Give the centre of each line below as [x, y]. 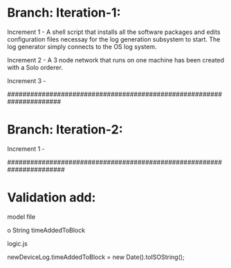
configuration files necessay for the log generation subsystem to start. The [114, 39]
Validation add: [52, 198]
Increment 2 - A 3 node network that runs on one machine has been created [116, 60]
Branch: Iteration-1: [64, 13]
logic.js [17, 243]
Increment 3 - [27, 80]
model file [21, 217]
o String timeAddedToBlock [46, 230]
